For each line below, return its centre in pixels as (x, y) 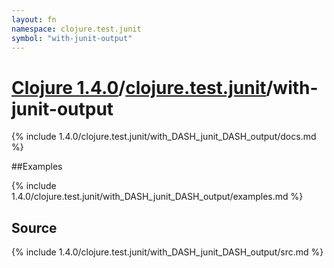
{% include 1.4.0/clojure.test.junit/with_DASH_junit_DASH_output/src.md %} (167, 252)
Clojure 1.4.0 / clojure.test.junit (139, 87)
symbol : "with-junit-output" (72, 38)
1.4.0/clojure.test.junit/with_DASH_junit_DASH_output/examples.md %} (157, 197)
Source (34, 227)
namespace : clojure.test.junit (76, 29)
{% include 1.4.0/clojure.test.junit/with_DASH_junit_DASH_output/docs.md (164, 137)
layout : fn (34, 19)
